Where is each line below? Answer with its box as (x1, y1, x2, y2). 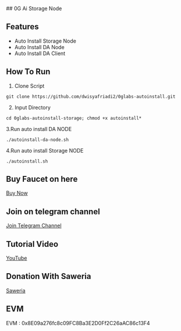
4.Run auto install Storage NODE (6, 147, 84, 154)
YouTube (6, 254, 27, 262)
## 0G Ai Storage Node (6, 5, 62, 12)
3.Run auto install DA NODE (6, 125, 72, 132)
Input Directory (14, 104, 51, 111)
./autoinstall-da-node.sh (6, 137, 69, 143)
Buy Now (6, 189, 28, 196)
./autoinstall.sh (6, 158, 48, 164)
